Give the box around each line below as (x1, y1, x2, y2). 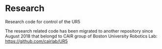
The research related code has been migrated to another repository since (5, 28, 153, 34)
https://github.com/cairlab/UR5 (5, 38, 68, 44)
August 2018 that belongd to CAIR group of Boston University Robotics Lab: (5, 33, 158, 39)
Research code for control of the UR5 (5, 19, 81, 24)
